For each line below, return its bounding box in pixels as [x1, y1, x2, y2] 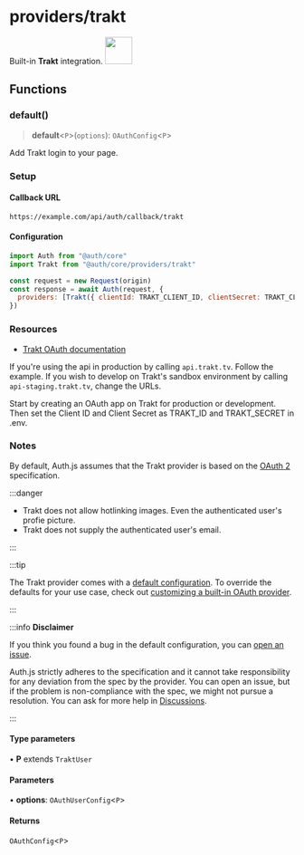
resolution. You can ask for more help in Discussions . [9, 695, 207, 706]
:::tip [9, 559, 26, 570]
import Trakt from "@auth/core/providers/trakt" [9, 260, 196, 269]
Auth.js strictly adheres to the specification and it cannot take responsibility [9, 666, 291, 677]
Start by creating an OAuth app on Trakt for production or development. [9, 398, 277, 408]
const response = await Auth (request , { [9, 284, 165, 293]
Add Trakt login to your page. [9, 147, 119, 158]
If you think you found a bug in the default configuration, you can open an [9, 639, 285, 649]
